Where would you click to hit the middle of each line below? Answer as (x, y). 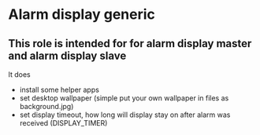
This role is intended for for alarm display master (130, 44)
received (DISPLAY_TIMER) (63, 123)
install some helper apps (59, 89)
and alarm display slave (67, 55)
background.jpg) (46, 106)
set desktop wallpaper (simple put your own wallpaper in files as (124, 98)
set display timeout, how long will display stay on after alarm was (125, 115)
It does (20, 75)
